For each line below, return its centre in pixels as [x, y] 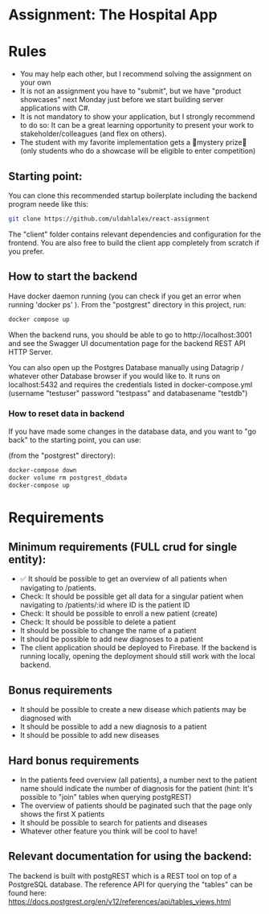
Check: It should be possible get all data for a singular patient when [131, 596]
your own [36, 83]
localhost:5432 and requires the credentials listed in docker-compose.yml [130, 385]
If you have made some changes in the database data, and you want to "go [132, 431]
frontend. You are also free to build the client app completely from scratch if [134, 242]
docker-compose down [43, 470]
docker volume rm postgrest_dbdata [68, 478]
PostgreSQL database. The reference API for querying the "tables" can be [130, 884]
